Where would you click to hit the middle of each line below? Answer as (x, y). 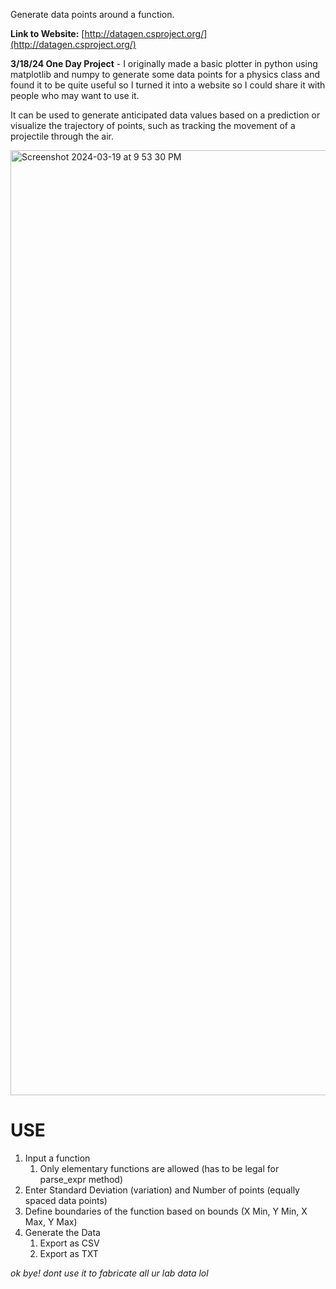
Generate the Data (62, 1232)
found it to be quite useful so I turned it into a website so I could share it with (168, 85)
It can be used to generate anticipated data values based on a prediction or (165, 115)
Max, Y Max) (51, 1221)
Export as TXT (69, 1253)
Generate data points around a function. (92, 14)
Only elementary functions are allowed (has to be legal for (159, 1168)
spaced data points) (66, 1200)
